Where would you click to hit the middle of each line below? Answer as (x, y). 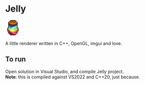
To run (16, 59)
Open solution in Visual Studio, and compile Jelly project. (65, 71)
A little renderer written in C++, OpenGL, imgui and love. (64, 43)
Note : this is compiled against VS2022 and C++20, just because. (73, 77)
